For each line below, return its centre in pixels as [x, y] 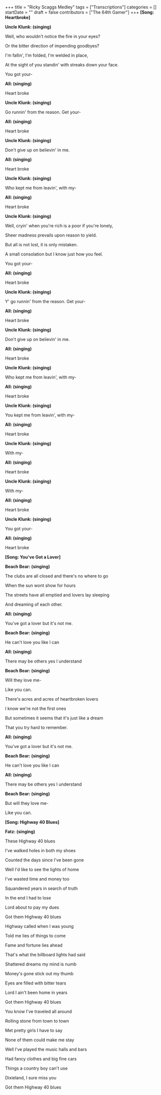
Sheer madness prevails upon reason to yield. [51, 235]
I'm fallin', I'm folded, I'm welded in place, [47, 55]
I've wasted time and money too [37, 879]
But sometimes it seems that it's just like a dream [54, 718]
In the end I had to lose [28, 898]
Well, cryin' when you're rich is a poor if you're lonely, [59, 226]
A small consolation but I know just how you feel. [54, 254]
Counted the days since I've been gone [44, 860]
